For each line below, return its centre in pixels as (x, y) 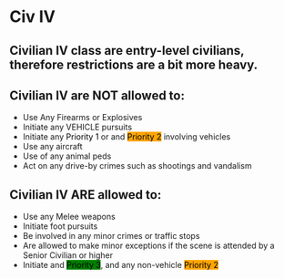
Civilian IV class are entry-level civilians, (127, 51)
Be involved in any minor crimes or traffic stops (111, 236)
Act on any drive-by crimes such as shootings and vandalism (137, 166)
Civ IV (33, 17)
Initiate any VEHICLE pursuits (77, 127)
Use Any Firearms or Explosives (82, 118)
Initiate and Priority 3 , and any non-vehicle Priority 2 (120, 265)
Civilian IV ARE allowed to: (86, 195)
